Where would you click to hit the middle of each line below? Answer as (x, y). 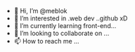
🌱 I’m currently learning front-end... (65, 26)
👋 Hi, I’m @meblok (40, 11)
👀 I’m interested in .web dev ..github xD (71, 18)
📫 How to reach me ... (46, 41)
